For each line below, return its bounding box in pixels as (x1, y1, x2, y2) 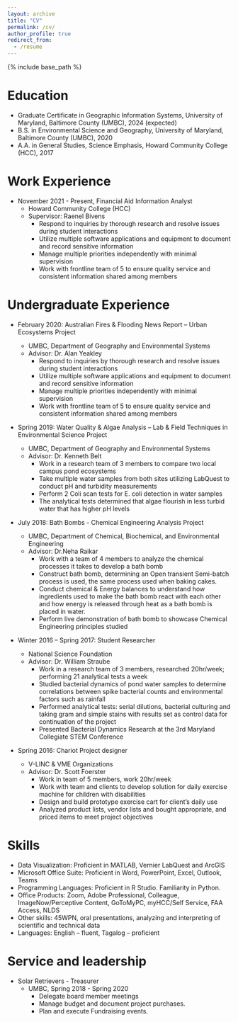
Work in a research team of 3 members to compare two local (38, 459, 216, 467)
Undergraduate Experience (7, 297, 170, 313)
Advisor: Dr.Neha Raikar (28, 547, 98, 555)
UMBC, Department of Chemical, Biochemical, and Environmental (28, 532, 220, 540)
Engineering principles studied (38, 622, 128, 630)
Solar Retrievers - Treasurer (17, 977, 99, 985)
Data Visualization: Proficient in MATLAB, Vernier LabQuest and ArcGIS (17, 861, 225, 869)
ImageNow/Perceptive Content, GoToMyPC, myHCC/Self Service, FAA (17, 898, 223, 907)
